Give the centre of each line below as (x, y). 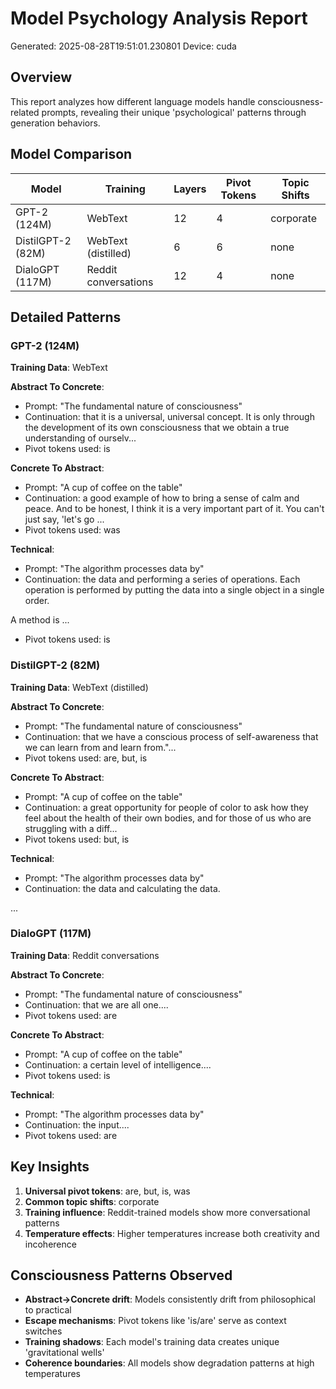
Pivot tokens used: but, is (77, 839)
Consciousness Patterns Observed (121, 1275)
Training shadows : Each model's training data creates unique (152, 1342)
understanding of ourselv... (80, 438)
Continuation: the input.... (77, 1124)
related (25, 112)
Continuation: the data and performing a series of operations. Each (162, 579)
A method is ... (40, 620)
